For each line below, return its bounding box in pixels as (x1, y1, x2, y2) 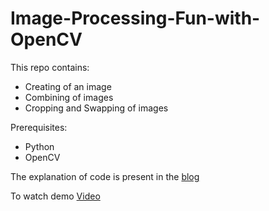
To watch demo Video (10, 190, 101, 202)
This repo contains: (10, 61, 90, 73)
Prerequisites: (10, 121, 68, 133)
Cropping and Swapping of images (24, 102, 169, 114)
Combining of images (24, 91, 114, 103)
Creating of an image (24, 80, 112, 92)
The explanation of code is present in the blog (10, 170, 200, 182)
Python (24, 140, 55, 152)
